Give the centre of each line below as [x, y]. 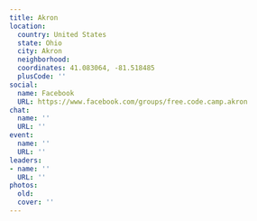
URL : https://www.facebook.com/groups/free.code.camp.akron [133, 101]
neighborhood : [44, 60]
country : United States [62, 34]
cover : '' [36, 203]
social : [24, 85]
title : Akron [34, 18]
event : [22, 135]
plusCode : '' [42, 77]
